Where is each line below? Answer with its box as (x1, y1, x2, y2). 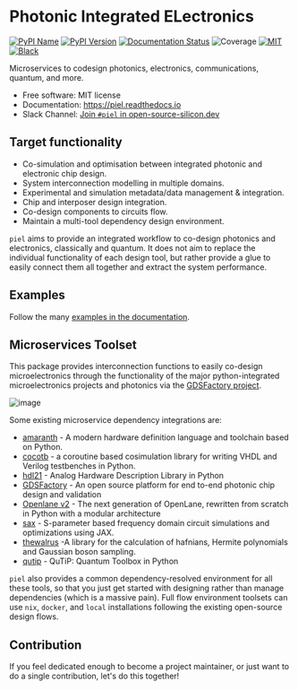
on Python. (21, 442, 63, 453)
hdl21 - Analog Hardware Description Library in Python (21, 470, 225, 481)
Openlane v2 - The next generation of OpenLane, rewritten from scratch (21, 499, 289, 510)
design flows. (9, 611, 59, 622)
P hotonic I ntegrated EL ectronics (9, 6, 255, 27)
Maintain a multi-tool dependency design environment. (21, 215, 226, 226)
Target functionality (9, 134, 123, 150)
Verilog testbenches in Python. (21, 461, 136, 471)
